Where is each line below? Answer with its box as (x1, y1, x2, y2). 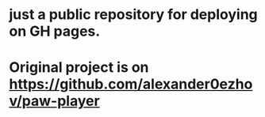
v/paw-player (9, 92, 100, 110)
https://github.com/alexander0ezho (9, 75, 253, 93)
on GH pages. (9, 22, 101, 40)
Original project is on (9, 58, 149, 77)
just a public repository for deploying (9, 6, 259, 24)
